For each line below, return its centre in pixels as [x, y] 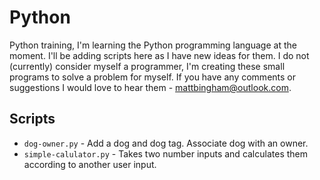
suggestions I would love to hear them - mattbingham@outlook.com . [150, 87]
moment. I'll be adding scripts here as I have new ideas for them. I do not [159, 55]
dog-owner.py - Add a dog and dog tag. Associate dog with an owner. [166, 143]
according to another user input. [90, 164]
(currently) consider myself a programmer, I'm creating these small [147, 66]
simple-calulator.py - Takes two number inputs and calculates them [166, 153]
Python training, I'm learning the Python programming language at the [153, 45]
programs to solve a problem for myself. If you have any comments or [152, 77]
